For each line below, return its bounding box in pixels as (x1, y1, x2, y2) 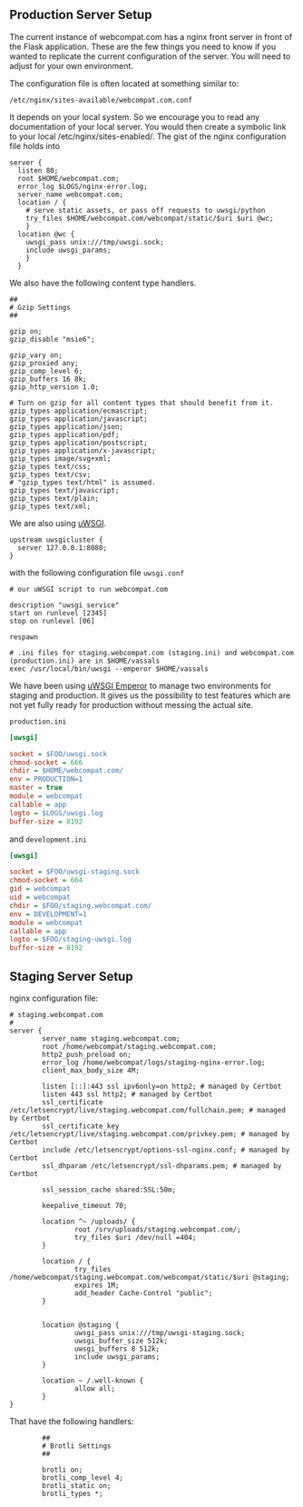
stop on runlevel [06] (9, 616, 95, 625)
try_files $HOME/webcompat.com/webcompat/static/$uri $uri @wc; (25, 214, 274, 223)
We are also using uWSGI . (9, 517, 107, 528)
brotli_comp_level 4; (42, 1473, 124, 1482)
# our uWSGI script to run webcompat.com (9, 584, 169, 594)
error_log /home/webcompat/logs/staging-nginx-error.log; (42, 1058, 266, 1067)
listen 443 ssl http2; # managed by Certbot (42, 1090, 213, 1099)
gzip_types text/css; (9, 462, 92, 471)
